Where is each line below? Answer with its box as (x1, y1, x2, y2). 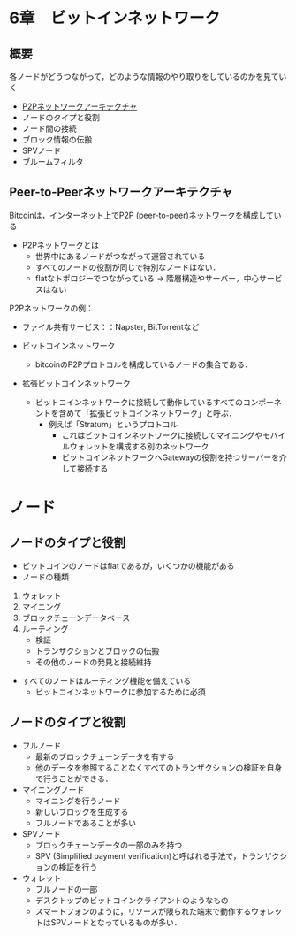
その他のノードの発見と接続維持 (34, 656, 152, 667)
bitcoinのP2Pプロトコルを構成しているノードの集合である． (34, 359, 253, 370)
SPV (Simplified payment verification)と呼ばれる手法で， (34, 850, 241, 861)
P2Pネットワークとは (21, 240, 100, 250)
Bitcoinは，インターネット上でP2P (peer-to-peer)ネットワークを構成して (9, 210, 274, 220)
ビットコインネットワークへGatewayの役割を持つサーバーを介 (61, 452, 287, 463)
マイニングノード (21, 784, 85, 794)
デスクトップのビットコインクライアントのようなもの (34, 894, 230, 905)
